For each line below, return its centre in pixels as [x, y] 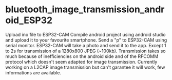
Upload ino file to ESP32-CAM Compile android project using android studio [85, 34]
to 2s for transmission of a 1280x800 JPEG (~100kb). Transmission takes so [85, 51]
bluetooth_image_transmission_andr [85, 9]
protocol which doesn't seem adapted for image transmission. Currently [81, 62]
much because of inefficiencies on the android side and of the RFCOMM [82, 56]
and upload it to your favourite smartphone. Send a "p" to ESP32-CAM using [86, 40]
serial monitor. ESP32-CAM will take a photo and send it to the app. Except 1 [86, 45]
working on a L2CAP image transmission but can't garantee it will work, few [85, 67]
